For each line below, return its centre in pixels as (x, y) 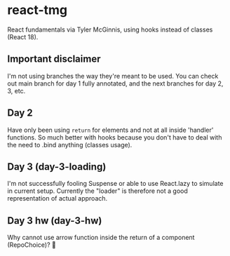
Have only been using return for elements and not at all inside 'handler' (110, 130)
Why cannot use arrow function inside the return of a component (101, 238)
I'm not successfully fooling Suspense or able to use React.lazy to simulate (115, 184)
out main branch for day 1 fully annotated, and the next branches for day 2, (115, 83)
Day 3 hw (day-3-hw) (55, 221)
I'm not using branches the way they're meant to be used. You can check (113, 76)
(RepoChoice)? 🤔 (32, 245)
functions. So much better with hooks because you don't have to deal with (115, 137)
